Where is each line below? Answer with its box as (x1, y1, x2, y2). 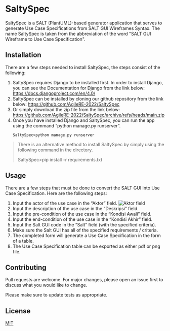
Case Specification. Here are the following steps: (5, 190, 107, 196)
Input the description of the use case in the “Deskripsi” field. (12, 205, 139, 211)
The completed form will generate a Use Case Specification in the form (12, 232, 161, 239)
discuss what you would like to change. (5, 282, 88, 288)
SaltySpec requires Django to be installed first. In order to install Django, (12, 79, 163, 85)
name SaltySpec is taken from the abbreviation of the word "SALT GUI (5, 30, 151, 37)
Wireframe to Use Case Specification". (5, 36, 86, 42)
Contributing (5, 263, 47, 272)
